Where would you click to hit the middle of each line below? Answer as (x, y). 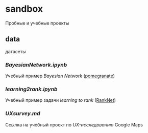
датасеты (16, 51)
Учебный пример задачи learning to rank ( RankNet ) (61, 100)
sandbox (24, 9)
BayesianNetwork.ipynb (36, 64)
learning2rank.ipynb (31, 89)
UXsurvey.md (23, 114)
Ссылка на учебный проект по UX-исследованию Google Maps (74, 125)
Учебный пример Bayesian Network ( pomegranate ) (60, 76)
